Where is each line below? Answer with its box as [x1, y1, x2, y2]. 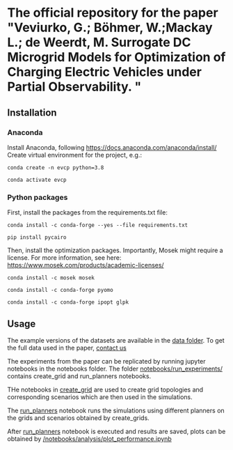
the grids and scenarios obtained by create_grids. [7, 413, 150, 422]
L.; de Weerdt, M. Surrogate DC [7, 35, 191, 50]
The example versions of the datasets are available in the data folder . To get [7, 336, 225, 344]
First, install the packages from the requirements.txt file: [7, 208, 168, 217]
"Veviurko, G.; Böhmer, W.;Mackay [7, 20, 214, 36]
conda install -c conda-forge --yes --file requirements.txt [7, 222, 188, 229]
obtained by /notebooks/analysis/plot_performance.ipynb [7, 434, 172, 443]
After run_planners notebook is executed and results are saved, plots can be [7, 427, 226, 435]
